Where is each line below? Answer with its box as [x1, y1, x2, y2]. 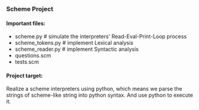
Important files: [6, 20, 46, 27]
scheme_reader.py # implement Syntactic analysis [14, 45, 139, 53]
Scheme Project [6, 5, 54, 13]
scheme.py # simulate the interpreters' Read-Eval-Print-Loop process [14, 33, 187, 40]
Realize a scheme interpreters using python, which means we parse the [6, 85, 182, 93]
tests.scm [14, 59, 39, 66]
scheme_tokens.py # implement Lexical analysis [14, 39, 134, 47]
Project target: [6, 72, 43, 79]
